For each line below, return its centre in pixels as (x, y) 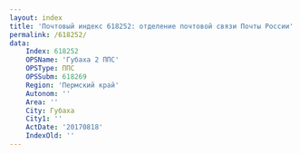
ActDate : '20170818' (64, 128)
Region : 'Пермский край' (73, 85)
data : (19, 43)
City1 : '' (44, 119)
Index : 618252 (52, 52)
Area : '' (42, 102)
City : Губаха (50, 111)
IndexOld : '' (50, 136)
